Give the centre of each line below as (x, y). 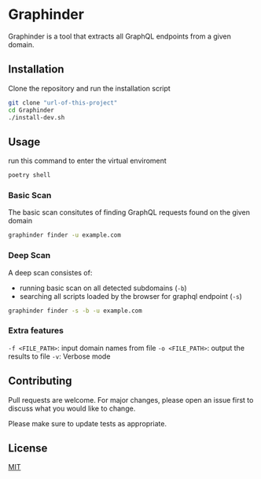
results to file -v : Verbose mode (59, 356)
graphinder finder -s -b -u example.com (75, 311)
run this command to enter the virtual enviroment (87, 161)
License (28, 448)
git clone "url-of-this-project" (63, 103)
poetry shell (29, 175)
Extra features (36, 330)
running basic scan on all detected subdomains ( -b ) (103, 288)
